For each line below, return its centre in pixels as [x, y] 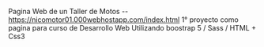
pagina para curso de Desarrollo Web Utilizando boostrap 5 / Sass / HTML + [132, 28]
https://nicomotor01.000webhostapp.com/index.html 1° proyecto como [123, 20]
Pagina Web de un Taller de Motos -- [68, 11]
